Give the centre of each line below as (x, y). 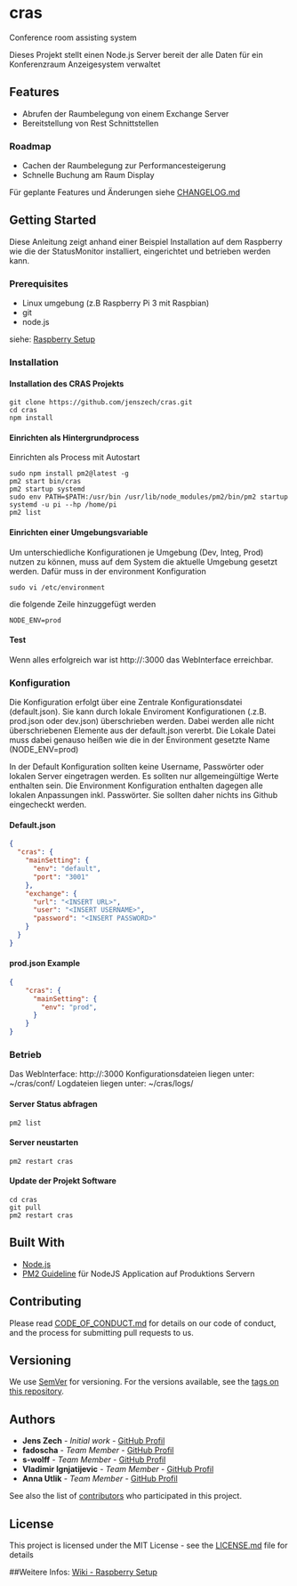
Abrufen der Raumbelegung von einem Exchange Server (125, 113)
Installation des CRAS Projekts (67, 383)
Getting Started (53, 220)
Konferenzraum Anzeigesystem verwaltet (85, 64)
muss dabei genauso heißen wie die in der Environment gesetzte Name (140, 740)
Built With (37, 1243)
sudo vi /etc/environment (57, 587)
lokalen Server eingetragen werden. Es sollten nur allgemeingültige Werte (144, 777)
